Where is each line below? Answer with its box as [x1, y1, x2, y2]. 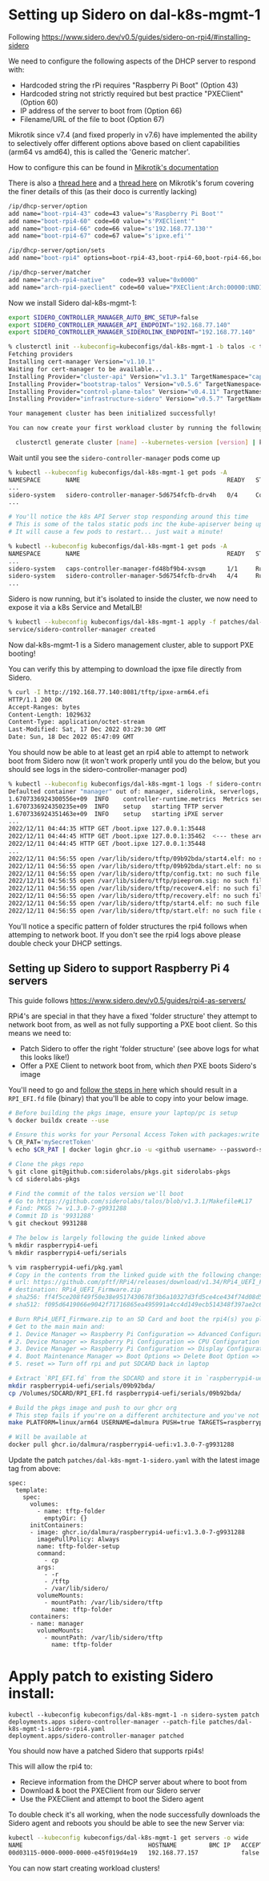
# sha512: [8, 1301, 42, 1309]
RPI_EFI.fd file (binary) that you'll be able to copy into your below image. [8, 1093, 249, 1103]
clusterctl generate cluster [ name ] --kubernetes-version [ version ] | [15, 439, 256, 447]
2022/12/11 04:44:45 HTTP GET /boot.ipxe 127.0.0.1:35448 [8, 840, 206, 848]
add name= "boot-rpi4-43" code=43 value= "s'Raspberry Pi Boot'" [8, 209, 224, 217]
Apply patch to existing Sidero [8, 1668, 214, 1686]
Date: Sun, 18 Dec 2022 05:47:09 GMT [8, 733, 134, 741]
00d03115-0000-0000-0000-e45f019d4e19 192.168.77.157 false [8, 1848, 260, 1857]
